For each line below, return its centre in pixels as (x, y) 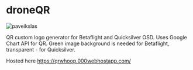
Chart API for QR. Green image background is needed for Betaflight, (88, 43)
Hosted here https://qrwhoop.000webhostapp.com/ (69, 61)
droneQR (28, 10)
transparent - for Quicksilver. (41, 49)
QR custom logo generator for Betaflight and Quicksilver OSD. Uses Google (96, 37)
